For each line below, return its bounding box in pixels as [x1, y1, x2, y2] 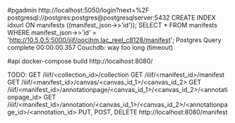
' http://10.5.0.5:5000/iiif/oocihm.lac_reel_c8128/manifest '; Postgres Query [7, 36, 222, 44]
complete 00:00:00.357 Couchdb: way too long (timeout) [7, 44, 174, 51]
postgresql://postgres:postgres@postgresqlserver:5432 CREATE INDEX [7, 13, 216, 22]
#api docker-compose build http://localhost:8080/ [7, 57, 153, 65]
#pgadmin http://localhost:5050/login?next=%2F [7, 6, 150, 14]
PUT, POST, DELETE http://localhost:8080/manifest [78, 108, 228, 116]
